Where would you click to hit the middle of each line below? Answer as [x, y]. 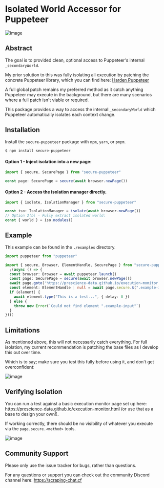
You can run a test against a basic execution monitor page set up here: [76, 403]
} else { [18, 301]
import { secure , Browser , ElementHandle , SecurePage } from [69, 265]
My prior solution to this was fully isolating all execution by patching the [77, 75]
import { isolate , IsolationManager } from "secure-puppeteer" [71, 202]
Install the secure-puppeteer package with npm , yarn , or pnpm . [65, 142]
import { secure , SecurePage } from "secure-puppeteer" [63, 172]
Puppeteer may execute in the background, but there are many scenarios [79, 94]
